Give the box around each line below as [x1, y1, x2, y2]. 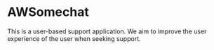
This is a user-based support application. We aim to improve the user [7, 27, 207, 35]
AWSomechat [7, 4, 89, 20]
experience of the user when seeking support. [7, 34, 142, 42]
